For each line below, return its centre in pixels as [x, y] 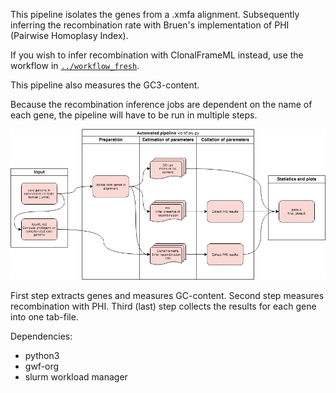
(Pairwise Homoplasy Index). [69, 35]
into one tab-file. [44, 316]
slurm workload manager [76, 376]
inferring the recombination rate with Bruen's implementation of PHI [150, 25]
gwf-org [42, 366]
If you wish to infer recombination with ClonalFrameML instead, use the [157, 55]
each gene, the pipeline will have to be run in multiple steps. [134, 115]
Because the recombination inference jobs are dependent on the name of [161, 104]
